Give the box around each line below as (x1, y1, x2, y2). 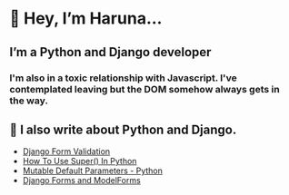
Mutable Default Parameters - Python (22, 165, 164, 176)
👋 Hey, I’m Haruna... (9, 8, 163, 29)
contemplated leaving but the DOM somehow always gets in (9, 83, 280, 95)
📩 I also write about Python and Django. (9, 122, 237, 137)
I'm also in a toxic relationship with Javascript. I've (9, 72, 238, 84)
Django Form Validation (22, 146, 111, 157)
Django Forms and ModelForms (22, 175, 141, 186)
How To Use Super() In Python (22, 156, 137, 167)
